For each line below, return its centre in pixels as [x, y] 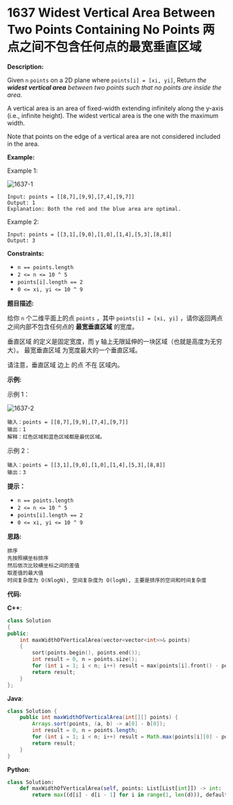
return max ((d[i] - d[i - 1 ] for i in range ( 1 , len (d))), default [130, 795]
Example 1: [23, 171]
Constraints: [26, 253]
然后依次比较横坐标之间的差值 [43, 565]
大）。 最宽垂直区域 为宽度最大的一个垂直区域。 [74, 350]
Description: [25, 67]
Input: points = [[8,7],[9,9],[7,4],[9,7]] [71, 197]
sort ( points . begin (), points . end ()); [86, 653]
